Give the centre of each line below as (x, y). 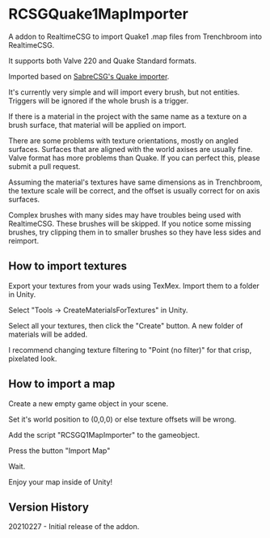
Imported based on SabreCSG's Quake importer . (89, 76)
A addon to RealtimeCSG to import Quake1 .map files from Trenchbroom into (135, 36)
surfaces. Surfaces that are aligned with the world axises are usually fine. (131, 149)
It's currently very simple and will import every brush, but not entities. (124, 92)
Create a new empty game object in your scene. (88, 403)
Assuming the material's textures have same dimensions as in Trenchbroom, (135, 182)
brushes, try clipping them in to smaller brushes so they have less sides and (135, 232)
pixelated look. (33, 358)
